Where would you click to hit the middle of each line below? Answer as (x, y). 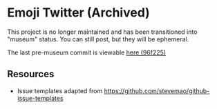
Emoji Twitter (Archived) (78, 13)
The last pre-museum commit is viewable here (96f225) (87, 52)
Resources (31, 74)
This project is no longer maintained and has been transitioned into (102, 32)
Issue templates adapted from (60, 90)
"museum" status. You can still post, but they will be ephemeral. (98, 39)
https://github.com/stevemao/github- (157, 90)
